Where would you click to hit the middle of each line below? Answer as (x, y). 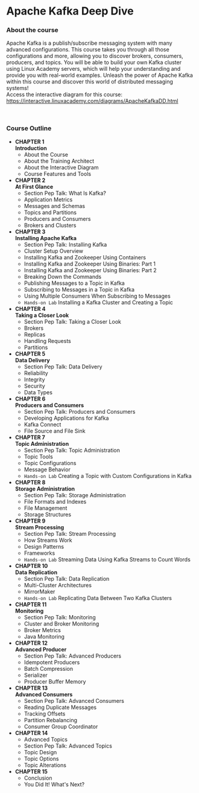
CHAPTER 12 (31, 643)
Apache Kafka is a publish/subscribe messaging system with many (90, 43)
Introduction (31, 148)
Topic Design (40, 752)
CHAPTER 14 (31, 733)
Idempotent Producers (52, 662)
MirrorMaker (39, 592)
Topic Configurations (50, 463)
